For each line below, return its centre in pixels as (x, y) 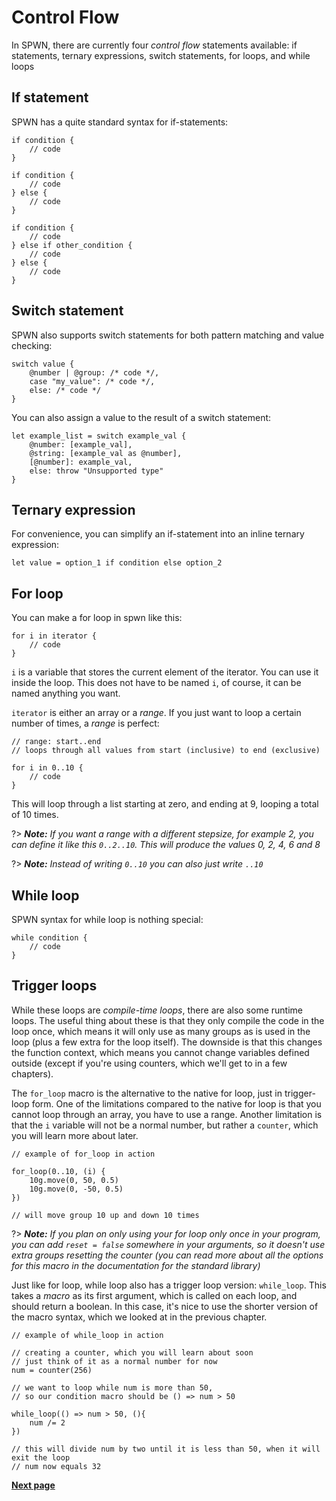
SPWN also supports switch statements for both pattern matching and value (168, 335)
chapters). (32, 1073)
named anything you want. (66, 693)
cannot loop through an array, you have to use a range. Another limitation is (167, 1114)
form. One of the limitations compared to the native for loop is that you (176, 1103)
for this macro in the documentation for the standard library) (136, 1265)
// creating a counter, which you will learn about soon (132, 1352)
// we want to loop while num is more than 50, (112, 1387)
